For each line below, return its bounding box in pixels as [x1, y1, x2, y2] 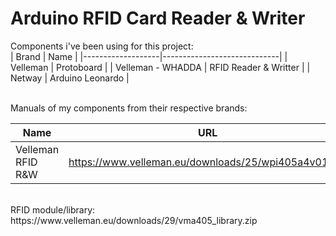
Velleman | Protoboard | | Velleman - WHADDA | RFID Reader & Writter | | [10, 61, 311, 73]
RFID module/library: [10, 203, 96, 216]
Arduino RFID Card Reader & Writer [10, 7, 306, 30]
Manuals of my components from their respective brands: [10, 102, 248, 114]
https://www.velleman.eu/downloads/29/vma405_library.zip [10, 214, 258, 226]
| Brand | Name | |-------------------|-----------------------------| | [10, 50, 288, 62]
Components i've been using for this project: [10, 40, 194, 52]
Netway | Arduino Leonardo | [10, 72, 130, 84]
